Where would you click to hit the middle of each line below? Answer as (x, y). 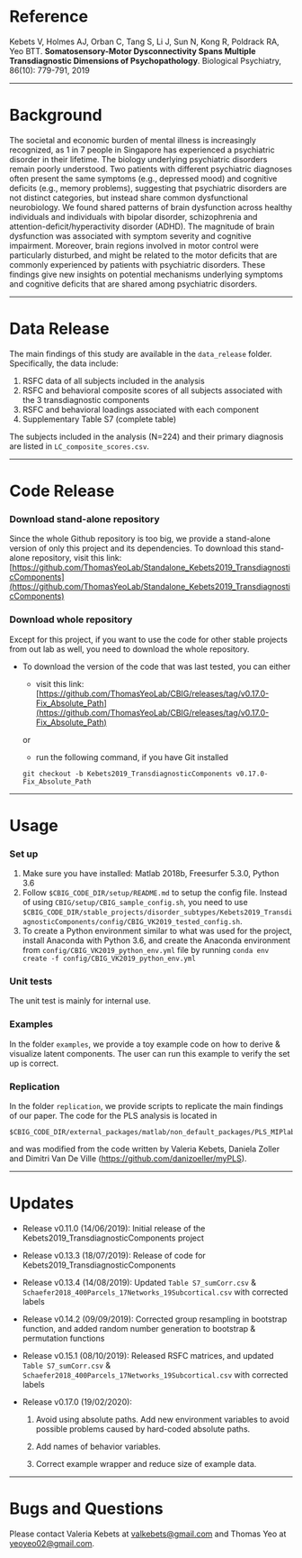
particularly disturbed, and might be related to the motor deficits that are (143, 255)
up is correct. (34, 1063)
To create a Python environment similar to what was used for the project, (157, 931)
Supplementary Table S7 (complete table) (99, 419)
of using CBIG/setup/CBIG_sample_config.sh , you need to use (135, 903)
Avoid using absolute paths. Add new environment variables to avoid (163, 1419)
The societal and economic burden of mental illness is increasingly (133, 140)
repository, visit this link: (77, 558)
